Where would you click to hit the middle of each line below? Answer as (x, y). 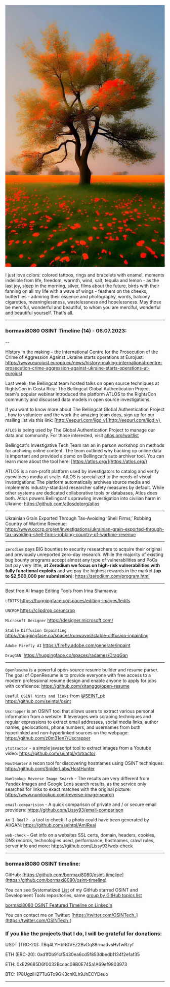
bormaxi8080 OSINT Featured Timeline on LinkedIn (59, 905)
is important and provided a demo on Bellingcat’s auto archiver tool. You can (85, 456)
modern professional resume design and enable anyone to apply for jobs (81, 681)
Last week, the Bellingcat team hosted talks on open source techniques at (82, 383)
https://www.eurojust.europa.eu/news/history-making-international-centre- (84, 362)
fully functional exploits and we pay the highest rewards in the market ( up (83, 570)
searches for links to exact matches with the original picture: (68, 789)
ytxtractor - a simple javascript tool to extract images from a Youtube (78, 748)
